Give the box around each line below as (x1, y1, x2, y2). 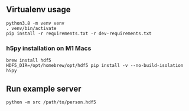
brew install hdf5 (6, 58, 51, 63)
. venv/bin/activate (6, 25, 57, 31)
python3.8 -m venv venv (6, 20, 65, 26)
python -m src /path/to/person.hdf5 (6, 99, 96, 105)
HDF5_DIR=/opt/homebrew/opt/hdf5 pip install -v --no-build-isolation (6, 63, 184, 69)
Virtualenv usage (6, 5, 71, 15)
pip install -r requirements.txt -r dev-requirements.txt (6, 31, 152, 36)
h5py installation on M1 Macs (6, 44, 92, 52)
